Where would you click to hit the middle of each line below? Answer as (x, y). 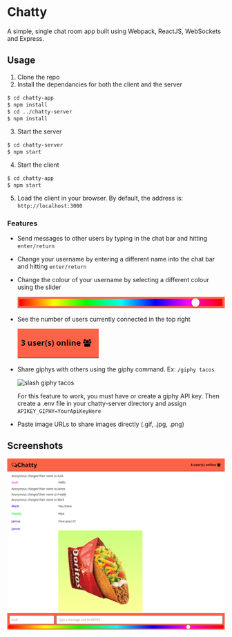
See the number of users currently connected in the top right (104, 319)
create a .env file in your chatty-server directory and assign (101, 403)
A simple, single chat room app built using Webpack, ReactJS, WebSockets (114, 31)
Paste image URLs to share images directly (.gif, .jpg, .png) (101, 424)
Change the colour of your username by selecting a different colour (113, 280)
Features (22, 223)
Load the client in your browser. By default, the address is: (100, 198)
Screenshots (35, 446)
